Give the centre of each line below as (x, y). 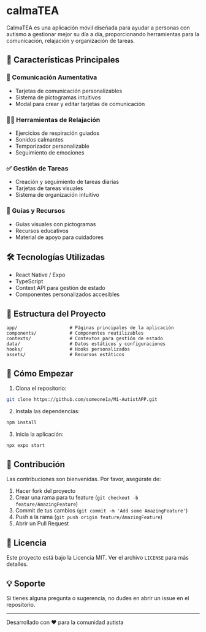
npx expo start (26, 445)
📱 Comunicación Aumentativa (52, 77)
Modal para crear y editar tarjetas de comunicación (80, 104)
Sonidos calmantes (39, 139)
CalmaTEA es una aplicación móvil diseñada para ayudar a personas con (98, 28)
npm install (21, 422)
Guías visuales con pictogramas (55, 224)
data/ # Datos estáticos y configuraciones (86, 344)
